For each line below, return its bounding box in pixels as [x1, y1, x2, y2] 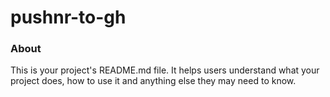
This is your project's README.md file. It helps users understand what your [10, 64, 320, 76]
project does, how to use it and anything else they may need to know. [10, 75, 297, 87]
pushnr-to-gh [10, 6, 127, 29]
